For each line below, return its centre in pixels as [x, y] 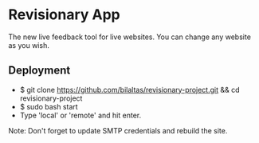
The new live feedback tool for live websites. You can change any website [129, 37]
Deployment [39, 71]
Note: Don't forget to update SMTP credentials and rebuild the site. [118, 130]
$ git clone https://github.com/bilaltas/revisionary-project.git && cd [130, 89]
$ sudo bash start [49, 106]
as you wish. [29, 45]
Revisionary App [65, 15]
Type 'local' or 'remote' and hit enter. [80, 115]
